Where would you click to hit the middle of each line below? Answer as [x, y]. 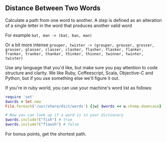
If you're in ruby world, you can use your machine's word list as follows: [79, 88]
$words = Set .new [23, 102]
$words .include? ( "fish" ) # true [39, 120]
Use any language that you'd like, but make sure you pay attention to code [82, 67]
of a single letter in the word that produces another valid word [69, 25]
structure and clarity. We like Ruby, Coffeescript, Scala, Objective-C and [79, 73]
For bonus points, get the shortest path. [46, 134]
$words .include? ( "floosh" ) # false [42, 125]
